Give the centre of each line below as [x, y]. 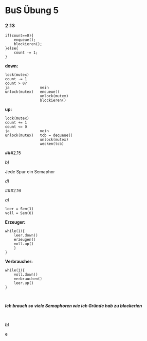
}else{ [12, 49]
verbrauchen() [28, 279]
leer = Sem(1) [19, 209]
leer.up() [24, 283]
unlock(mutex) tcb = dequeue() [39, 135]
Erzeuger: [15, 222]
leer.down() [26, 235]
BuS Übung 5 [32, 10]
